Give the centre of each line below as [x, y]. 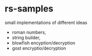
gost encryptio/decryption [39, 48]
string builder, [26, 37]
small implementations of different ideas [46, 22]
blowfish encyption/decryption [43, 42]
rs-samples [29, 9]
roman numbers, [29, 32]
